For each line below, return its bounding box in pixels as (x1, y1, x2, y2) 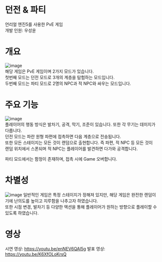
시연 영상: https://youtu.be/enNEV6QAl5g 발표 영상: (5, 246, 105, 251)
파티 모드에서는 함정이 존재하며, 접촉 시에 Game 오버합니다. (5, 156, 118, 162)
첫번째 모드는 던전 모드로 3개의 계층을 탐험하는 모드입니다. (5, 74, 115, 80)
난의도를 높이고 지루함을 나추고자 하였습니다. (14, 197, 98, 204)
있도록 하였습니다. (5, 210, 39, 216)
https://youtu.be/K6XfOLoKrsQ (5, 251, 67, 257)
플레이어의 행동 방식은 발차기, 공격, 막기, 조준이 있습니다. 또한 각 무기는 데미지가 (5, 121, 156, 127)
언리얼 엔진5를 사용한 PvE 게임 (5, 21, 63, 27)
